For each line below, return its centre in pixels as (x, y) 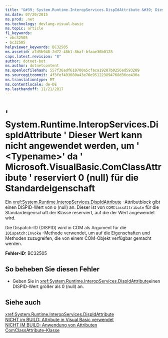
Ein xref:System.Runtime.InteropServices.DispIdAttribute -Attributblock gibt (83, 202)
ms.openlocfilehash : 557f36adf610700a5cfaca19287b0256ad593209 (72, 71)
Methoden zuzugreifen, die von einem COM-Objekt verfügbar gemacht (78, 238)
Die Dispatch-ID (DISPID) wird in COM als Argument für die (66, 228)
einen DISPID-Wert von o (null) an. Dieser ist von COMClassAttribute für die (82, 207)
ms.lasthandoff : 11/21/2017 (34, 89)
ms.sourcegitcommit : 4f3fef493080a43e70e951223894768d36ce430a (72, 75)
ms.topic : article (24, 29)
